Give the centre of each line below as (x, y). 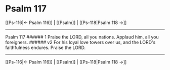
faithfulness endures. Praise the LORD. (46, 47)
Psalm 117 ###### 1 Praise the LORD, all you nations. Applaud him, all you (82, 37)
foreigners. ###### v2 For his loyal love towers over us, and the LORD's (80, 42)
